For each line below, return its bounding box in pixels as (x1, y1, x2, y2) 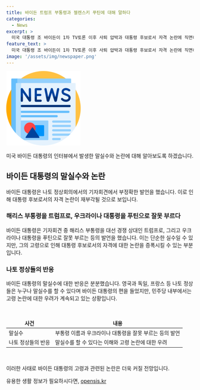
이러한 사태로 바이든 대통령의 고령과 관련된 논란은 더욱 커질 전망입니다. (6, 364, 170, 372)
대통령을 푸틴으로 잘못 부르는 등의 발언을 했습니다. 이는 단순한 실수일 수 (21, 234, 187, 241)
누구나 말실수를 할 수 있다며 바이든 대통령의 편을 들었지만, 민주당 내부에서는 (17, 288, 192, 295)
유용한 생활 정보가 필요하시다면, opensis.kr (6, 377, 107, 384)
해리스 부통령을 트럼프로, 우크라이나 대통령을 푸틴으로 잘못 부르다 (6, 212, 181, 220)
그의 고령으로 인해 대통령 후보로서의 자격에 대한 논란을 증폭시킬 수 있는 (18, 241, 183, 248)
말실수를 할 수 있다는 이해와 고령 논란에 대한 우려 (55, 339, 168, 346)
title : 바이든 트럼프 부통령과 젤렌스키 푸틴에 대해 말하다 (6, 10, 131, 15)
